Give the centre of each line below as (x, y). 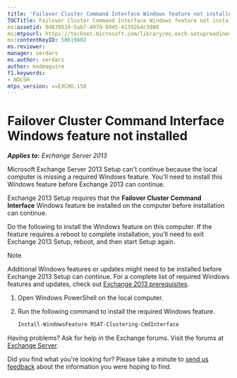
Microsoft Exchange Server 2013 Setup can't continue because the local (112, 170)
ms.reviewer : (26, 47)
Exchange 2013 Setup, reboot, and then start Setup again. (91, 242)
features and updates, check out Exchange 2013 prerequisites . (98, 284)
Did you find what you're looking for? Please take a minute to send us (108, 359)
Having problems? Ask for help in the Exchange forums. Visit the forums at (116, 338)
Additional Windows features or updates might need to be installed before (115, 269)
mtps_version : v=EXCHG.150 (47, 86)
